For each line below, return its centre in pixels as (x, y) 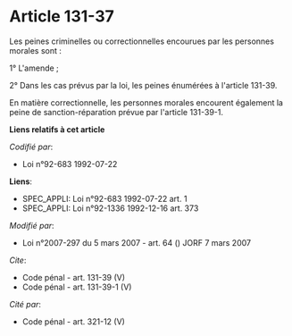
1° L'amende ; (34, 68)
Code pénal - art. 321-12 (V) (73, 321)
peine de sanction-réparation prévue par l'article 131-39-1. (116, 112)
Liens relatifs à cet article (57, 129)
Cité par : (25, 304)
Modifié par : (32, 225)
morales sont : (36, 50)
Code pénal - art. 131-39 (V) (74, 277)
